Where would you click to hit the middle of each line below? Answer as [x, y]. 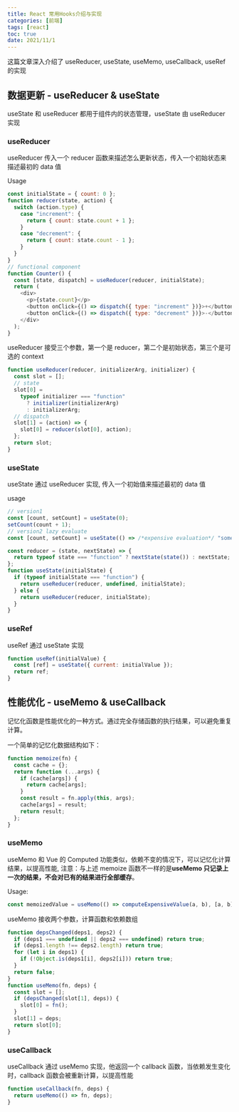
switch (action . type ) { [49, 207]
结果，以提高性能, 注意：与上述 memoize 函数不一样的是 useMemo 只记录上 [118, 868]
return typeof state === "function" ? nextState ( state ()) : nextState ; [122, 557]
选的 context [26, 356]
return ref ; [32, 672]
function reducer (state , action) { [60, 201]
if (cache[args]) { [49, 778]
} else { [27, 591]
